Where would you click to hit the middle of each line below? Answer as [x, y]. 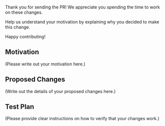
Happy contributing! [25, 37]
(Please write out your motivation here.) [45, 64]
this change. [18, 27]
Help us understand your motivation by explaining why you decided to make [82, 22]
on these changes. [24, 12]
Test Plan [20, 107]
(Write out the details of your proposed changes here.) [60, 91]
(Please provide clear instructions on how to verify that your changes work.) [82, 119]
